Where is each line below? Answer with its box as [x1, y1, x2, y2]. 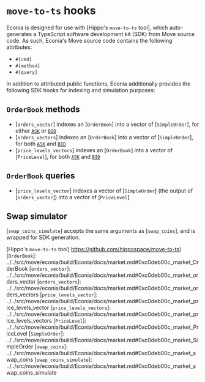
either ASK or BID [15, 127, 57, 134]
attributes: [6, 43, 32, 51]
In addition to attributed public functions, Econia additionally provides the [6, 80, 191, 87]
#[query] [15, 69, 38, 75]
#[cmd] [15, 56, 32, 62]
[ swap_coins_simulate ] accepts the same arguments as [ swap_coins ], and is [6, 227, 196, 235]
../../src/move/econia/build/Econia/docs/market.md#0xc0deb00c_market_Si [6, 337, 198, 344]
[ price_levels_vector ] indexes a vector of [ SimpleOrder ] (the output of [15, 187, 193, 194]
